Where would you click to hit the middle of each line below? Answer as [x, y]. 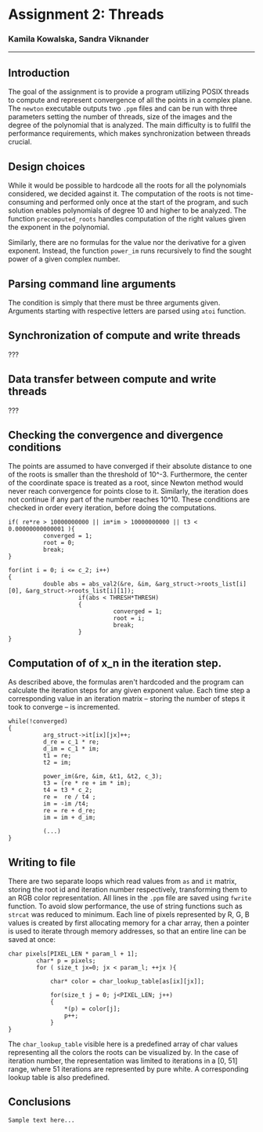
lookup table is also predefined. [59, 1077]
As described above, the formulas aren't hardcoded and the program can [126, 682]
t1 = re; [57, 756]
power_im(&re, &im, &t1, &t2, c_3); [103, 776]
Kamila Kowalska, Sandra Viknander [79, 39]
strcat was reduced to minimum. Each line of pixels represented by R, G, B [129, 914]
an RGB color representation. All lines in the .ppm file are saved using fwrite [130, 897]
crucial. [20, 142]
